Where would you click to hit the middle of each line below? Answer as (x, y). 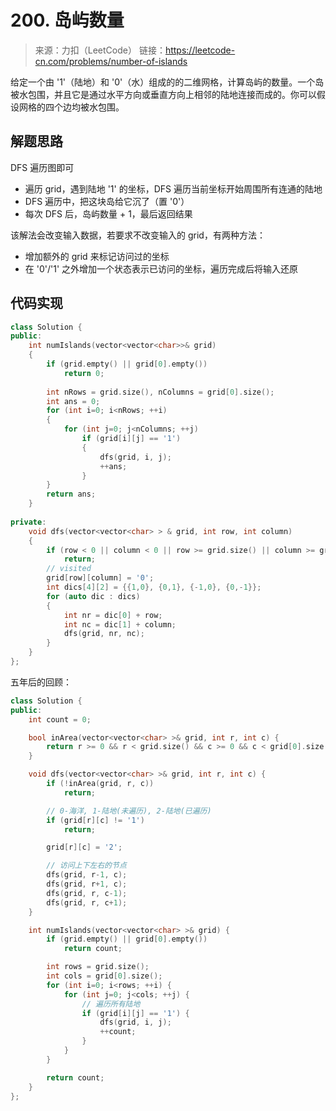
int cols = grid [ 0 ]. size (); (104, 976)
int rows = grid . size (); (98, 967)
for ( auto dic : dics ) (93, 596)
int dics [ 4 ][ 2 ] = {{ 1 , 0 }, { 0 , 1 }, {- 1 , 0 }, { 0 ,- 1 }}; (154, 587)
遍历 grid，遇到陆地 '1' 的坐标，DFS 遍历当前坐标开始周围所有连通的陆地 (173, 188)
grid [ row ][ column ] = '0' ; (100, 578)
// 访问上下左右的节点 (86, 866)
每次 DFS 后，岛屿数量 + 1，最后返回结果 (108, 213)
